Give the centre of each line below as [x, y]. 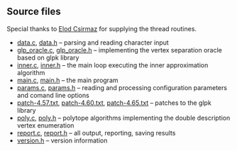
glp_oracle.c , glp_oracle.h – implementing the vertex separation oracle [120, 50]
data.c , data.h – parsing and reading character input [93, 43]
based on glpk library [48, 57]
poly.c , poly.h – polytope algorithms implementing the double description [123, 118]
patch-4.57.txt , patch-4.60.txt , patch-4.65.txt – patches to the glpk [114, 103]
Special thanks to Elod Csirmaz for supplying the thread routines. [101, 28]
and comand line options [53, 95]
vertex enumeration [45, 125]
